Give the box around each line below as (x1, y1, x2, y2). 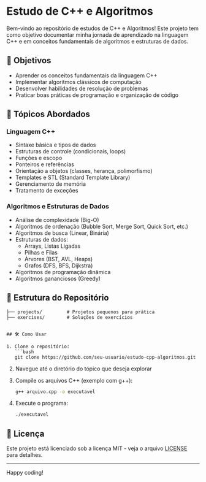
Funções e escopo (15, 155, 63, 162)
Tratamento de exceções (15, 187, 78, 194)
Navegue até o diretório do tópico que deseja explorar (15, 365, 152, 372)
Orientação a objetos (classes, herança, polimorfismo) (15, 167, 153, 175)
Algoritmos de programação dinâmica (15, 268, 111, 275)
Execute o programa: (15, 400, 69, 407)
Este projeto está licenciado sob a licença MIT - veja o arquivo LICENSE (6, 445, 188, 452)
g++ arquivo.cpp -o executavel (15, 388, 96, 395)
